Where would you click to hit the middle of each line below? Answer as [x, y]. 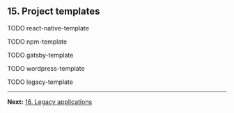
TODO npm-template [37, 42]
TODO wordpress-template [46, 68]
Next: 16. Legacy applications [50, 102]
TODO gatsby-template [40, 55]
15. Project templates [54, 11]
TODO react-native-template [48, 28]
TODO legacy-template [40, 82]
